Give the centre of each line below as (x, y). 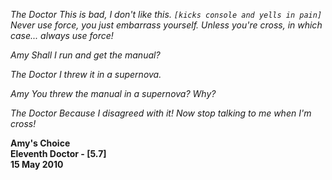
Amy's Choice (40, 143)
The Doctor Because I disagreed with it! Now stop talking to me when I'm (161, 113)
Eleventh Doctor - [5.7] (58, 153)
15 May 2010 (37, 164)
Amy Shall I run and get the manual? (85, 55)
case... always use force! (62, 35)
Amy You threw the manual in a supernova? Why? (113, 93)
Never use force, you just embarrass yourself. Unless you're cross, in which (166, 25)
